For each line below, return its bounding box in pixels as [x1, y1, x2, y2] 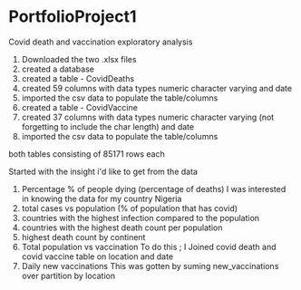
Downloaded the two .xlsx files [21, 53, 137, 64]
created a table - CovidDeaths [21, 72, 135, 83]
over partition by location [21, 270, 116, 281]
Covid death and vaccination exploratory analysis [8, 36, 193, 47]
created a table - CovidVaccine [21, 101, 138, 112]
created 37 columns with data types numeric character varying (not [21, 111, 275, 122]
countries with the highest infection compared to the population [21, 212, 260, 223]
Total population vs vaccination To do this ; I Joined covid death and [21, 241, 277, 252]
